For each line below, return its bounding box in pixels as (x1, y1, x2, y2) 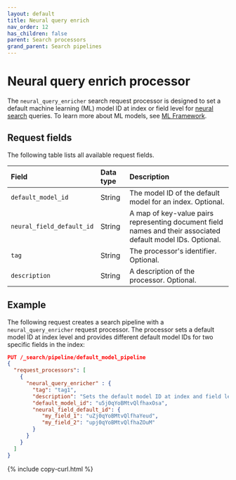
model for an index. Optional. (129, 196, 225, 206)
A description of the (129, 266, 195, 276)
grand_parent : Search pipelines (7, 43, 102, 50)
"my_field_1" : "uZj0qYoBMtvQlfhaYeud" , (41, 412, 159, 419)
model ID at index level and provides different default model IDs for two (7, 332, 214, 341)
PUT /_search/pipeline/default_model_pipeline (7, 353, 146, 361)
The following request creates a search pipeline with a (7, 317, 164, 326)
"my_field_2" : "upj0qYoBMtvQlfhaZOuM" (41, 419, 156, 427)
